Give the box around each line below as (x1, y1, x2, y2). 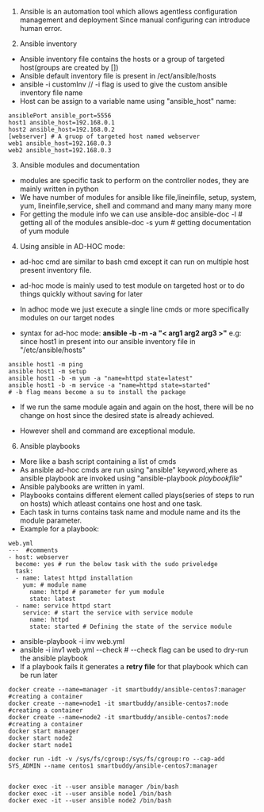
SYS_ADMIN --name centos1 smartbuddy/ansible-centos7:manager (8, 762, 218, 770)
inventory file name (19, 88, 83, 98)
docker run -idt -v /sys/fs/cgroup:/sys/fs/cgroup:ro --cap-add (8, 755, 225, 763)
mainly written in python (19, 184, 99, 193)
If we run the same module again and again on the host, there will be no (19, 402, 254, 412)
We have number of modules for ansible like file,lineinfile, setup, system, (19, 193, 257, 201)
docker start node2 (8, 734, 73, 742)
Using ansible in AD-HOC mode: (19, 242, 125, 251)
